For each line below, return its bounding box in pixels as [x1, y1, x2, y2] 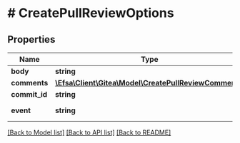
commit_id [11, 90, 48, 99]
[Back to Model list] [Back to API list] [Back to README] [7, 128, 171, 137]
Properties [7, 33, 56, 46]
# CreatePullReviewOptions [7, 5, 174, 21]
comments [11, 78, 49, 88]
